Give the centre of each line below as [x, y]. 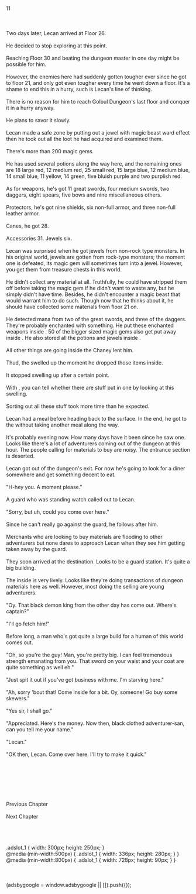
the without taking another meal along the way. [63, 425]
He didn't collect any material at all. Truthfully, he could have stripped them [97, 282]
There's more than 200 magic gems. [50, 151]
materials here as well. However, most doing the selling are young [85, 587]
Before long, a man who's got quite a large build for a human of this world [95, 636]
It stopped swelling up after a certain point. [58, 375]
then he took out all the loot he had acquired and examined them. [85, 139]
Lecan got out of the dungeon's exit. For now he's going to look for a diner [96, 468]
